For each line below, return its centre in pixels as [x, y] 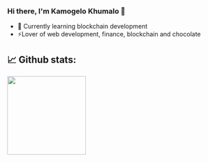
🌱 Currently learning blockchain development [82, 27]
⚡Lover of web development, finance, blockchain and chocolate [109, 34]
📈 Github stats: [42, 60]
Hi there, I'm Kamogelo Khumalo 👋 [66, 11]
